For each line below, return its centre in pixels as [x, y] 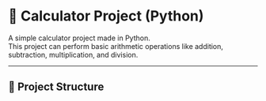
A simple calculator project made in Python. [79, 38]
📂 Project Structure [56, 87]
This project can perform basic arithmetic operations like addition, [116, 46]
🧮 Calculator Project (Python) [106, 16]
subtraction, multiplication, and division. [73, 54]
